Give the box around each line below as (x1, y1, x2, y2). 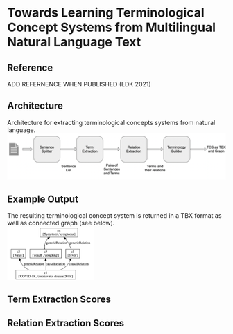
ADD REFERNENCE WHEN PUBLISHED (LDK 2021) (7, 80, 151, 88)
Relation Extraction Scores (7, 317, 125, 329)
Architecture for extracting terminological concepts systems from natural (7, 118, 216, 127)
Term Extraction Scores (7, 294, 112, 306)
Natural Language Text (7, 35, 141, 50)
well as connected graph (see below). (7, 219, 115, 227)
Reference (7, 62, 53, 73)
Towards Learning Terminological (7, 5, 205, 21)
